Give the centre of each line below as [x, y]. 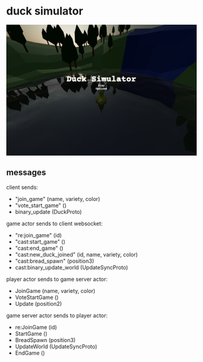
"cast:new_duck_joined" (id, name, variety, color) [76, 254]
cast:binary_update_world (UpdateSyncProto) [72, 267]
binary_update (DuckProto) [48, 212]
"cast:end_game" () [39, 248]
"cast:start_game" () [40, 242]
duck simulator [45, 11]
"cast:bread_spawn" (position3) [55, 261]
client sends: [22, 187]
